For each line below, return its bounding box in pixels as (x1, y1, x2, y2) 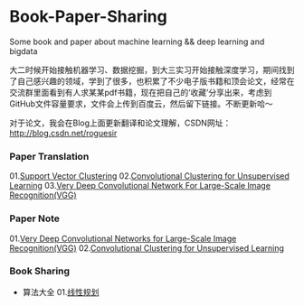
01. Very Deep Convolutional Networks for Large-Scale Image (9, 233, 237, 244)
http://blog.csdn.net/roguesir (9, 127, 118, 138)
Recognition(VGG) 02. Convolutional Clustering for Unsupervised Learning (9, 242, 285, 254)
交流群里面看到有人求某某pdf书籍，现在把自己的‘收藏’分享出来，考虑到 (9, 87, 272, 97)
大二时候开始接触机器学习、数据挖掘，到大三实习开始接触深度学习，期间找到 (9, 64, 295, 75)
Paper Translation (9, 150, 90, 162)
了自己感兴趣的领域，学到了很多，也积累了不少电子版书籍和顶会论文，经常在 (9, 75, 295, 87)
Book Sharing (9, 264, 71, 277)
